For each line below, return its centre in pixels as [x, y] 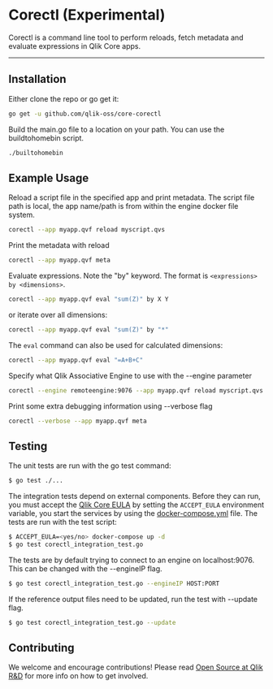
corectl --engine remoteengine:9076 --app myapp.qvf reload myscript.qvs [136, 390]
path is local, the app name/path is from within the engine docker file [123, 206]
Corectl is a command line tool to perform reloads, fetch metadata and [126, 37]
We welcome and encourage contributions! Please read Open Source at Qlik [136, 667]
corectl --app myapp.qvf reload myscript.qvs [87, 230]
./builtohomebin [36, 153]
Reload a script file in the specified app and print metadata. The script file [132, 197]
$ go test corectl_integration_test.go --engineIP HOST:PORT [114, 583]
